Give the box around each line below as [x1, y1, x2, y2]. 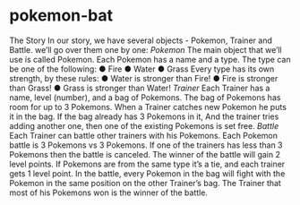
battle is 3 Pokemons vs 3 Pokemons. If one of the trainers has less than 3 [9, 140, 283, 150]
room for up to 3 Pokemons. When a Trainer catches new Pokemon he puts [9, 101, 287, 112]
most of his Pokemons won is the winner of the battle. [9, 187, 209, 198]
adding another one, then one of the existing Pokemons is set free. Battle [9, 120, 279, 131]
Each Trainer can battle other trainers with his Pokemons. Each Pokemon [9, 130, 279, 141]
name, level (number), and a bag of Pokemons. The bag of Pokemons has [9, 91, 281, 103]
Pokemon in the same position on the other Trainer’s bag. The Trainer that [9, 177, 282, 188]
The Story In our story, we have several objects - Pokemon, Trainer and [9, 35, 273, 46]
